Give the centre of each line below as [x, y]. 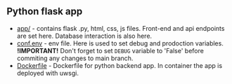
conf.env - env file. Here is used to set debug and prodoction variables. [120, 43]
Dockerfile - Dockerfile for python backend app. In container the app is [120, 65]
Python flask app [45, 12]
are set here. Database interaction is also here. [84, 36]
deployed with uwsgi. [47, 73]
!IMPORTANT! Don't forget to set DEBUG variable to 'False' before [110, 50]
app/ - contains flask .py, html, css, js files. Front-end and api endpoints [121, 28]
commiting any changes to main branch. [75, 58]
